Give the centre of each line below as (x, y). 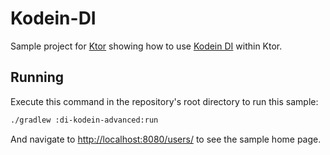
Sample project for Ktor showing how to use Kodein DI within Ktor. (146, 46)
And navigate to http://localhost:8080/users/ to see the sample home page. (166, 139)
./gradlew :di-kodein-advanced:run (84, 120)
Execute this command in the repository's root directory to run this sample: (164, 101)
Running (37, 77)
